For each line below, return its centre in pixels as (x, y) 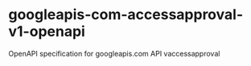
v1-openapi (47, 31)
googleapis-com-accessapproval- (126, 15)
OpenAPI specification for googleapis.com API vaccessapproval (114, 53)
